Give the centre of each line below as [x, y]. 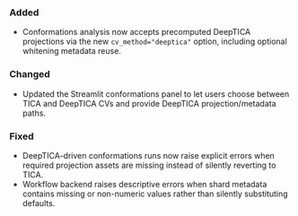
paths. [34, 113]
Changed [30, 74]
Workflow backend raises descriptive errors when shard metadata [145, 184]
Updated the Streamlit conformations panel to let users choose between [156, 94]
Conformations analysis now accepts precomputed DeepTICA [136, 32]
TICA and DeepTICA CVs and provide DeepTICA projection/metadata [149, 103]
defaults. [39, 203]
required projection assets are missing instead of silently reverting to [149, 165]
